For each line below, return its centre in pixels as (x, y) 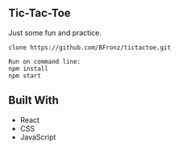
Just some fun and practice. (55, 32)
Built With (33, 100)
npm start (25, 76)
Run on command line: (45, 61)
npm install (28, 69)
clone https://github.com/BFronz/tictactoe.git (90, 48)
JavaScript (38, 137)
